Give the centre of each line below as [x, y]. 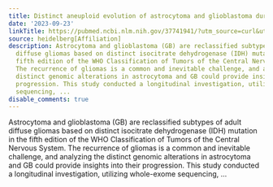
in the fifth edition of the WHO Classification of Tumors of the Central [124, 140]
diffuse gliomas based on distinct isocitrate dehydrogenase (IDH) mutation [133, 131]
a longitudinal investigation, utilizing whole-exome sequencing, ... [118, 174]
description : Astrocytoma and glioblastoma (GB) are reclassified [123, 46]
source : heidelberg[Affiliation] [65, 39]
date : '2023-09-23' [41, 24]
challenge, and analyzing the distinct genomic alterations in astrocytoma [130, 157]
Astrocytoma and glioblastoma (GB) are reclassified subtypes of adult [125, 122]
